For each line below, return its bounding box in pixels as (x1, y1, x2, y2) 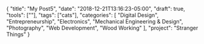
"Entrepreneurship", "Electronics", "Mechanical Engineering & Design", (6, 18, 183, 25)
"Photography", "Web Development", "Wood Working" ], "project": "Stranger (6, 24, 199, 31)
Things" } (6, 31, 30, 38)
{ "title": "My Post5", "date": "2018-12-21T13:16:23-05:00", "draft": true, (6, 5, 186, 12)
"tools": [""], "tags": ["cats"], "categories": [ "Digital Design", (6, 11, 159, 19)
